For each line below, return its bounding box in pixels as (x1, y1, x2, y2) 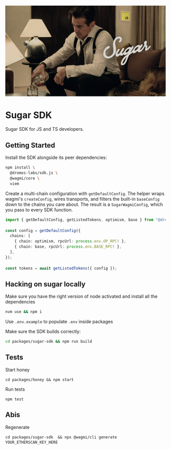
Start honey (5, 366, 30, 373)
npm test (5, 396, 24, 401)
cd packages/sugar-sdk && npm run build (5, 339, 93, 344)
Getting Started (5, 141, 55, 150)
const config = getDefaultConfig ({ (5, 228, 81, 233)
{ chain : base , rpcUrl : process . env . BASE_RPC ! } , (14, 244, 122, 249)
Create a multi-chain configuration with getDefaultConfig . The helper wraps (5, 190, 164, 197)
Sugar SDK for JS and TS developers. (5, 126, 84, 132)
